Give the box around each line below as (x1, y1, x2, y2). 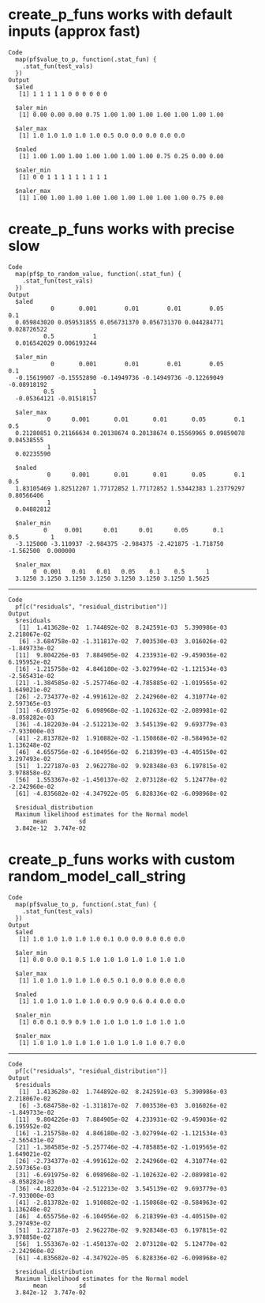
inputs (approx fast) (8, 22, 141, 40)
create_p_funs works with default (8, 6, 233, 24)
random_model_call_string (8, 868, 187, 885)
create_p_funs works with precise (8, 220, 235, 238)
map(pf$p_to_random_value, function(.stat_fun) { (15, 270, 181, 278)
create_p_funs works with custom (8, 850, 235, 869)
